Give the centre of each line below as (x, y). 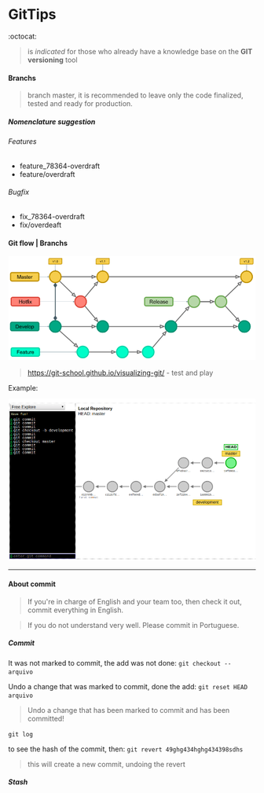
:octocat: (22, 36)
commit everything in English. (75, 610)
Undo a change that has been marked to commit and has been (128, 710)
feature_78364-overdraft (60, 166)
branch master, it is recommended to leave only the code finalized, (135, 95)
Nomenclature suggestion (52, 121)
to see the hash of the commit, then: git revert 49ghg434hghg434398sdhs (126, 749)
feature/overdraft (47, 174)
